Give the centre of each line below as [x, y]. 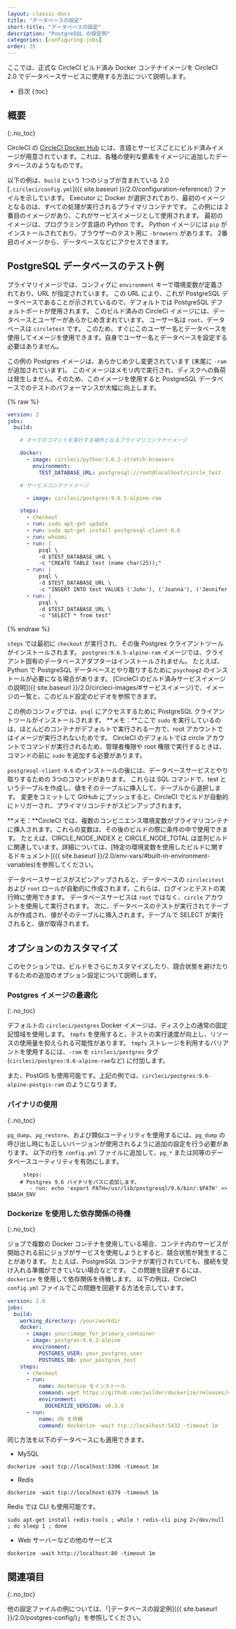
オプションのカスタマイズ [63, 948]
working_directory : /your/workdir [70, 1321]
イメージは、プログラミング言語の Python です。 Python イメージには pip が [117, 224]
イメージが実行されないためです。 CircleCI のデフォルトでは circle [109, 738]
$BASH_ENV [22, 1194]
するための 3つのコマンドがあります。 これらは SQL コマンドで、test [119, 779]
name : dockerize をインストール [82, 1386]
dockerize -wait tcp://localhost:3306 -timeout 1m [83, 1467]
